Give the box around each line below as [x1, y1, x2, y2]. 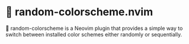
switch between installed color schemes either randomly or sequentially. [5, 31, 182, 38]
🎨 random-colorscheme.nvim [5, 5, 153, 19]
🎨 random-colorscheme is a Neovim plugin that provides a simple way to [5, 25, 183, 32]
